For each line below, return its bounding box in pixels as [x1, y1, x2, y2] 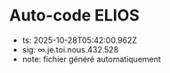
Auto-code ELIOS [9, 5, 140, 26]
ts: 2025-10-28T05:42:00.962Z [21, 35, 138, 45]
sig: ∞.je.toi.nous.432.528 [21, 44, 119, 54]
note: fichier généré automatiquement [21, 53, 162, 64]
